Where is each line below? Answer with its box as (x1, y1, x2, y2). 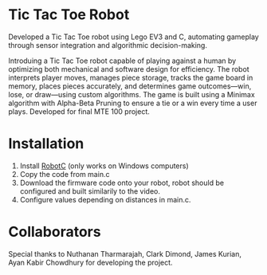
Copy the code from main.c (19, 169, 110, 179)
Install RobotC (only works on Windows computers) (19, 161, 189, 171)
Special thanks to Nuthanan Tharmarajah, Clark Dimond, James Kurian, (8, 249, 241, 258)
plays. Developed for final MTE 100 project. (8, 106, 150, 116)
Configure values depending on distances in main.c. (19, 194, 191, 204)
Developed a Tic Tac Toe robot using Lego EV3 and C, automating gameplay (8, 32, 259, 41)
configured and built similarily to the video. (19, 186, 161, 196)
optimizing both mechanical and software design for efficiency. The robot (8, 64, 249, 73)
